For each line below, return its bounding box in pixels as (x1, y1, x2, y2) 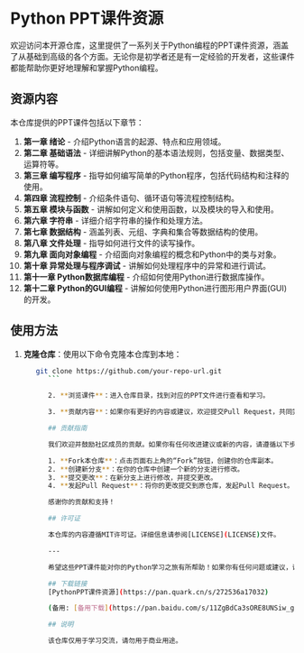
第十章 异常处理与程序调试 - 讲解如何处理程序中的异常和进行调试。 (23, 260, 272, 271)
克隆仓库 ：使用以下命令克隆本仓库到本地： (23, 348, 182, 359)
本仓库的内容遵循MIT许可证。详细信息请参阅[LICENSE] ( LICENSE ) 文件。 (47, 530, 281, 539)
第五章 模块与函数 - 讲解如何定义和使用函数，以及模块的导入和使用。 (23, 204, 279, 215)
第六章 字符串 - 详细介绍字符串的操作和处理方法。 (23, 215, 208, 225)
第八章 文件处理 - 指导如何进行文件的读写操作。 (23, 237, 200, 248)
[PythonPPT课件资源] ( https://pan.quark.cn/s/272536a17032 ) (47, 587, 269, 596)
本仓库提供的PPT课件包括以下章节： (10, 116, 144, 127)
